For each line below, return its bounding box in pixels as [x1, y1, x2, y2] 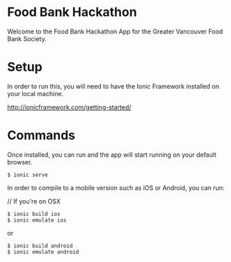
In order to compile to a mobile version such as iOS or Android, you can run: [7, 183, 225, 192]
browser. [7, 157, 33, 166]
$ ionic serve [7, 171, 49, 178]
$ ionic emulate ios [7, 217, 67, 224]
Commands [7, 128, 76, 144]
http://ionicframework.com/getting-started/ [7, 102, 132, 111]
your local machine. [7, 89, 64, 98]
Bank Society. [7, 34, 47, 43]
